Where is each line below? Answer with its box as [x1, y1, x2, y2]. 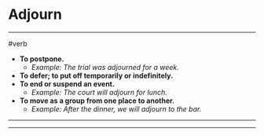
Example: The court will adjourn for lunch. [31, 87, 167, 97]
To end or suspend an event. [19, 79, 115, 88]
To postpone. [19, 53, 64, 64]
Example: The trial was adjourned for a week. [31, 62, 179, 72]
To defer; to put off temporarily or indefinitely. [19, 71, 174, 80]
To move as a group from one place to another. [19, 96, 175, 105]
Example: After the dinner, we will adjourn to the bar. [31, 104, 202, 113]
